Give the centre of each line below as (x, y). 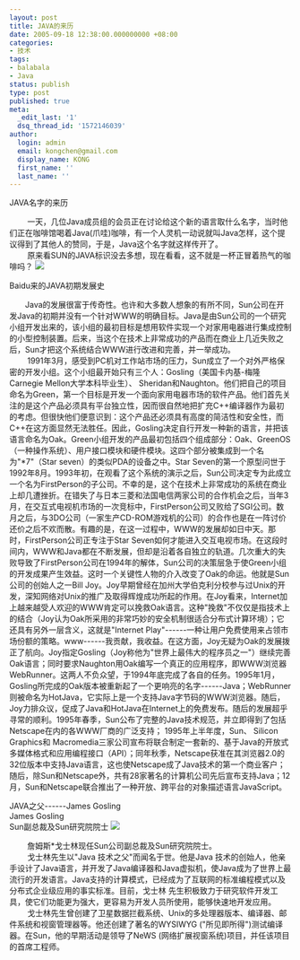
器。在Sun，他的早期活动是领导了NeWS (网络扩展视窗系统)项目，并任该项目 (150, 936)
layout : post (34, 17)
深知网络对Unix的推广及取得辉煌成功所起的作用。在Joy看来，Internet (152, 597)
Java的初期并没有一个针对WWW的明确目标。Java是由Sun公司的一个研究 (151, 316)
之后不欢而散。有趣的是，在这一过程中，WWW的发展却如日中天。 (146, 529)
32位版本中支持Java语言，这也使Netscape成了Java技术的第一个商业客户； (148, 764)
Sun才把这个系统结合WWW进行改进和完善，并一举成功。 (130, 350)
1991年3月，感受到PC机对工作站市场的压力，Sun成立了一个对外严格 (152, 361)
